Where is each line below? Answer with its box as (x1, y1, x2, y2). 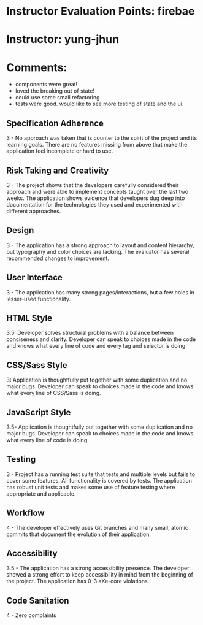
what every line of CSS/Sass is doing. (6, 389, 101, 397)
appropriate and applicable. (6, 489, 76, 497)
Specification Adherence (6, 118, 104, 128)
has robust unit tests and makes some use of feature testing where (6, 483, 175, 491)
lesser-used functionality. (6, 295, 71, 302)
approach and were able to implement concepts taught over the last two (6, 188, 189, 195)
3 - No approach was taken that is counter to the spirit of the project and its (6, 134, 197, 142)
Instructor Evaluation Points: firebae (6, 4, 195, 18)
